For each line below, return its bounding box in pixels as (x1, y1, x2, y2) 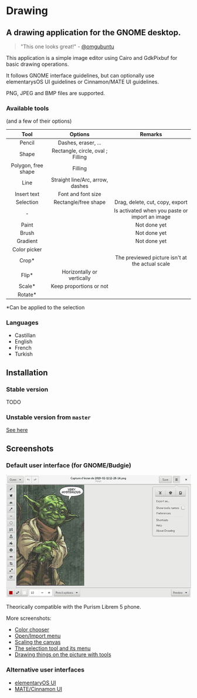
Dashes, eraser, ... (57, 139, 101, 146)
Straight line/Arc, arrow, (50, 176, 108, 183)
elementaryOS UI (14, 679, 56, 686)
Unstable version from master (6, 413, 91, 421)
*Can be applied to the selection (6, 304, 85, 311)
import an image (131, 213, 171, 220)
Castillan (14, 332, 36, 339)
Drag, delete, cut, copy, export (114, 198, 188, 206)
